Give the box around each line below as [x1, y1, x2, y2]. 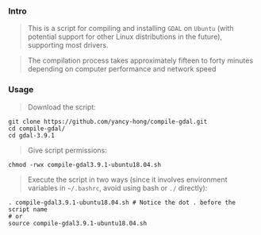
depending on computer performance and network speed [27, 64, 217, 74]
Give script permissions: [27, 145, 107, 155]
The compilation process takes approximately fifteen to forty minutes [27, 56, 254, 65]
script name [8, 205, 48, 214]
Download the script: [27, 102, 97, 112]
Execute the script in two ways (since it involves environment [27, 175, 228, 184]
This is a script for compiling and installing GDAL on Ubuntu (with [27, 24, 234, 33]
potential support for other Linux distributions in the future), [27, 32, 223, 41]
